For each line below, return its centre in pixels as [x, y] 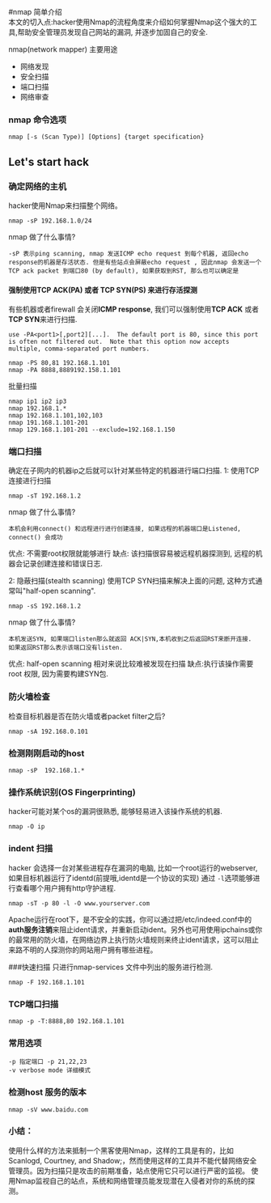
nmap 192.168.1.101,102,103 [56, 416]
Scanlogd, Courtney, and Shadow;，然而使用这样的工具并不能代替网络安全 [133, 1160]
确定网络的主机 [38, 186]
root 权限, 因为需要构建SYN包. [59, 674]
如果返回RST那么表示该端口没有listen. [66, 648]
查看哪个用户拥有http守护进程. [66, 887]
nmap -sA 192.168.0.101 [49, 731]
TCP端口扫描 [34, 1004]
